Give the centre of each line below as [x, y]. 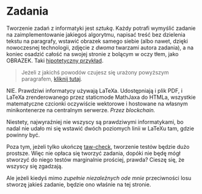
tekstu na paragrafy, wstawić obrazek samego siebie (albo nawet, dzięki [97, 41]
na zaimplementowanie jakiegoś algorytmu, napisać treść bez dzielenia [96, 34]
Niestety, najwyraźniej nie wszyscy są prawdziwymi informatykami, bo [95, 122]
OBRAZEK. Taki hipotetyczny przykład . [55, 60]
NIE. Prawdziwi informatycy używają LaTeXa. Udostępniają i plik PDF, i [95, 90]
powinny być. [23, 135]
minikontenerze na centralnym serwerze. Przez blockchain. [81, 110]
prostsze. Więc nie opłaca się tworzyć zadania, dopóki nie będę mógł [94, 153]
